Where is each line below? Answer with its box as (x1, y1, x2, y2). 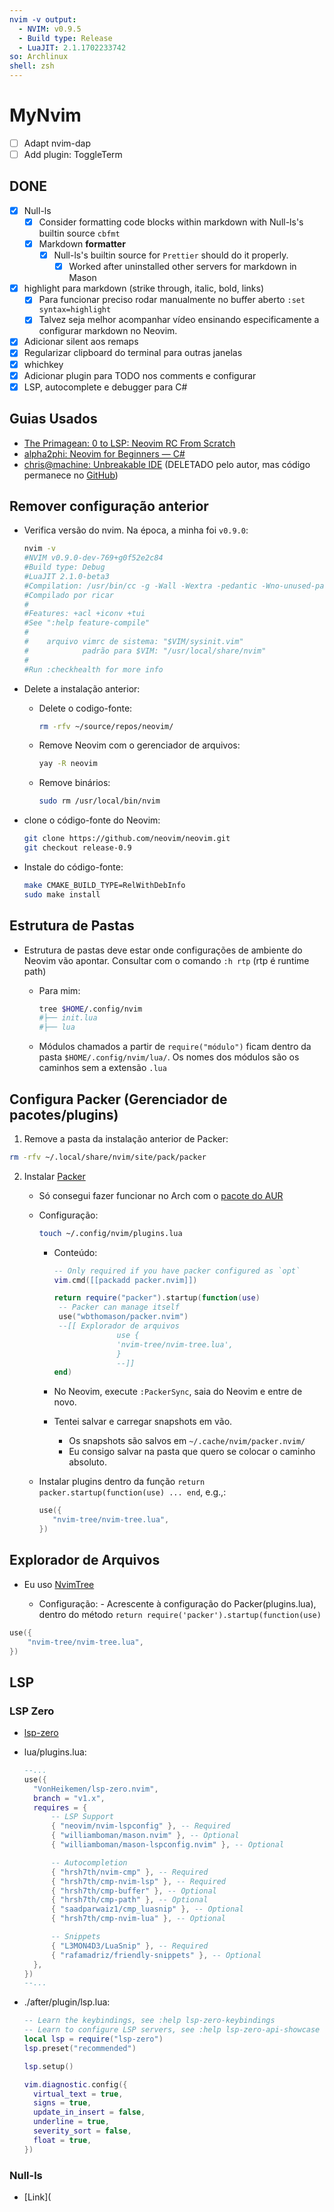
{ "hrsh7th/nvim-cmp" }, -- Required (50, 1867, 209, 1877)
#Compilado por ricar (23, 590, 114, 600)
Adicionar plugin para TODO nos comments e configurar (23, 369, 257, 381)
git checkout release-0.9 (23, 843, 132, 853)
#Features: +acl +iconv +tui (23, 609, 146, 619)
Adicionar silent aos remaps (23, 336, 139, 348)
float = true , (33, 2135, 92, 2145)
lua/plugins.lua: (23, 1746, 87, 1758)
